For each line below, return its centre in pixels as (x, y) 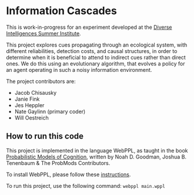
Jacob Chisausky (36, 92)
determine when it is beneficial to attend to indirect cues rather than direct (96, 57)
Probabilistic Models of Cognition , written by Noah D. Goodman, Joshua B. (96, 157)
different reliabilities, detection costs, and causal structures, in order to (92, 51)
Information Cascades (62, 11)
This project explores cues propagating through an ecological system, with (97, 45)
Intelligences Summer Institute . (44, 33)
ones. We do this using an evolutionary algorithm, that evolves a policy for (96, 64)
